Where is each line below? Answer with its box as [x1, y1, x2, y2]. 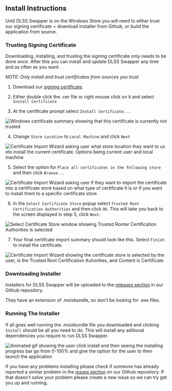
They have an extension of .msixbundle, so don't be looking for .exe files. [5, 297, 160, 303]
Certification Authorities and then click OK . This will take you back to [12, 206, 164, 212]
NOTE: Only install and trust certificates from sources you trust [5, 74, 139, 80]
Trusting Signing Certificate [5, 41, 77, 48]
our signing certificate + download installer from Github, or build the [5, 23, 149, 29]
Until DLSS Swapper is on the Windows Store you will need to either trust [5, 17, 160, 24]
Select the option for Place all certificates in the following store [12, 164, 161, 171]
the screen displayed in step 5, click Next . [12, 211, 101, 217]
